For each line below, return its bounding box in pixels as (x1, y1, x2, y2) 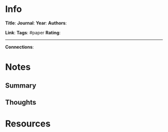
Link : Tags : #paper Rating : (5, 29, 61, 35)
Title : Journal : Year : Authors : (5, 20, 67, 26)
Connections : (5, 44, 34, 50)
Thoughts (5, 98, 36, 107)
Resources (5, 118, 51, 130)
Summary (5, 81, 36, 90)
